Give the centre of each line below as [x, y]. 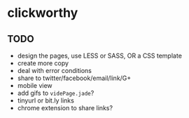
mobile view [35, 85]
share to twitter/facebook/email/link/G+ [74, 78]
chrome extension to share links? [65, 108]
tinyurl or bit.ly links [46, 100]
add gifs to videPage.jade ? [56, 93]
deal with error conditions [55, 71]
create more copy [43, 63]
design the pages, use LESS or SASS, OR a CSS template [99, 55]
